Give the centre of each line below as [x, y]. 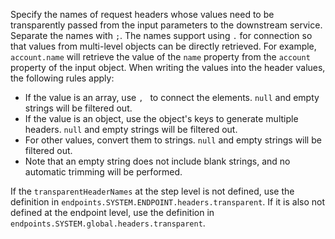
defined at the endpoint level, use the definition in [112, 212]
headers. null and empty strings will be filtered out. [131, 129]
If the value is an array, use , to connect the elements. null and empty [172, 97]
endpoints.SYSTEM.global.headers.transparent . [108, 223]
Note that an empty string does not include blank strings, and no [157, 161]
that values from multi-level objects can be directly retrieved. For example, [163, 46]
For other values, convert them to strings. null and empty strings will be [173, 140]
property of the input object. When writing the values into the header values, [168, 67]
